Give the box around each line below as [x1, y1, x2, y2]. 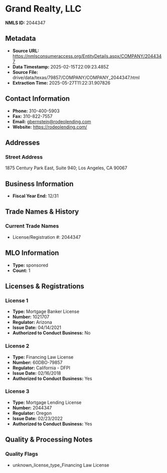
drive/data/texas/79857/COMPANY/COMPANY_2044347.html [12, 74, 140, 81]
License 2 [5, 343, 30, 350]
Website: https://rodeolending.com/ [12, 124, 87, 130]
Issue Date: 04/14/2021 [12, 324, 62, 330]
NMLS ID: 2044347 [5, 20, 46, 26]
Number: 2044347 [12, 404, 52, 411]
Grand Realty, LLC [5, 3, 82, 15]
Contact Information [5, 94, 70, 103]
